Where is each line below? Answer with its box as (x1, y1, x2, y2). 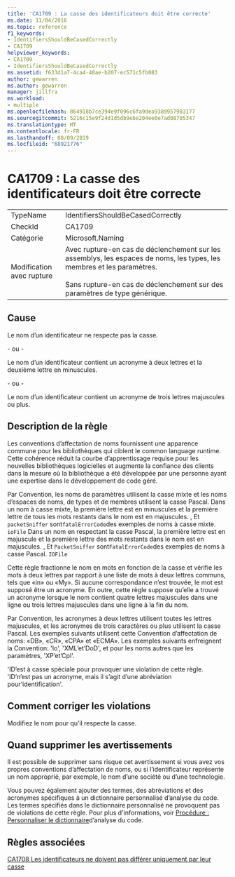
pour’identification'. (7, 680, 64, 688)
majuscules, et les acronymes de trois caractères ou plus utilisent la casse (7, 622, 222, 630)
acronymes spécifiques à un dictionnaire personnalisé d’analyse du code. (7, 794, 219, 802)
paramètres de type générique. (65, 288, 168, 298)
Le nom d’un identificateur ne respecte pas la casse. (7, 330, 159, 339)
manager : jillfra (7, 88, 58, 95)
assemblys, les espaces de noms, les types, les (65, 253, 221, 263)
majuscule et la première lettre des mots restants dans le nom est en (7, 535, 204, 543)
